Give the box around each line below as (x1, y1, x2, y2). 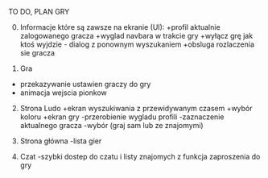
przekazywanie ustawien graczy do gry (19, 80, 151, 89)
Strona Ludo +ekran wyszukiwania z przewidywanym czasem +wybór (19, 104, 253, 113)
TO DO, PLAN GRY (8, 7, 70, 16)
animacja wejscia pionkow (19, 88, 107, 97)
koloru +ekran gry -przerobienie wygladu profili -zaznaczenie (19, 112, 225, 122)
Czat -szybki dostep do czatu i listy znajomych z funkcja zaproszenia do (19, 152, 261, 161)
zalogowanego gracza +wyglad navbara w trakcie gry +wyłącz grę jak (19, 31, 254, 40)
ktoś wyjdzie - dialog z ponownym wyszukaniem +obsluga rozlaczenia (19, 39, 255, 49)
